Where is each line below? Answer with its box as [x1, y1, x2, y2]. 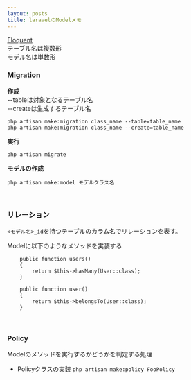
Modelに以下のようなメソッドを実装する [7, 242, 122, 250]
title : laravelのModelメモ [7, 17, 82, 24]
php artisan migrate [7, 150, 67, 158]
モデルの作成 [7, 164, 44, 172]
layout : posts [7, 10, 48, 17]
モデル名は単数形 [7, 53, 56, 61]
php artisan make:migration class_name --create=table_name [7, 124, 185, 131]
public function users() [19, 256, 91, 263]
